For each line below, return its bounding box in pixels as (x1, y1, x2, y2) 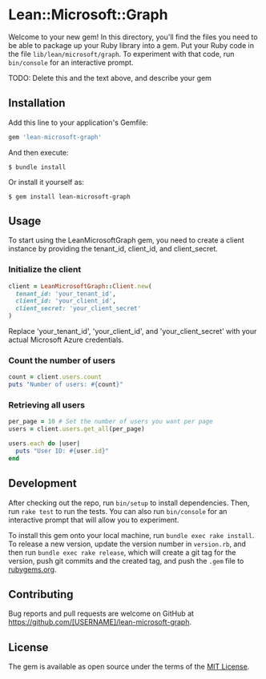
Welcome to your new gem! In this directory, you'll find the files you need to (8, 32, 258, 42)
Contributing (8, 588, 74, 601)
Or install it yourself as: (8, 177, 84, 187)
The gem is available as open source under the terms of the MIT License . (8, 662, 250, 672)
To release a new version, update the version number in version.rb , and (8, 539, 247, 548)
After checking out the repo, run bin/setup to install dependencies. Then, (8, 498, 250, 508)
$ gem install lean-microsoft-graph (8, 192, 131, 201)
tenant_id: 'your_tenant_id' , (15, 290, 116, 298)
